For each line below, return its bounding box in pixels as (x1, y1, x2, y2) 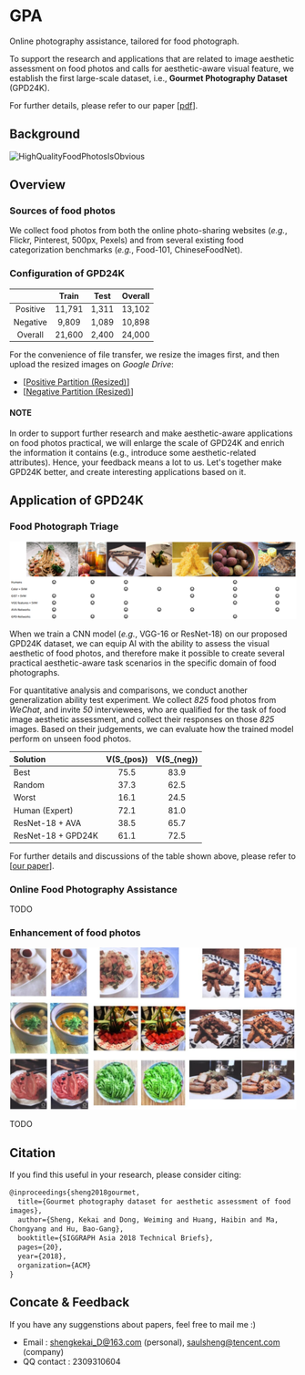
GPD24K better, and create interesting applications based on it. (9, 466, 247, 477)
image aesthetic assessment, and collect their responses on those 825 (9, 714, 275, 725)
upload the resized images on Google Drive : (9, 359, 175, 370)
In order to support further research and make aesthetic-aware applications (9, 428, 293, 439)
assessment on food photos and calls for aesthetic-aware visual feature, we (9, 63, 294, 74)
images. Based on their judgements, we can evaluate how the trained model (9, 724, 294, 735)
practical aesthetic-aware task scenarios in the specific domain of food (9, 657, 277, 668)
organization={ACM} (17, 1261, 92, 1270)
